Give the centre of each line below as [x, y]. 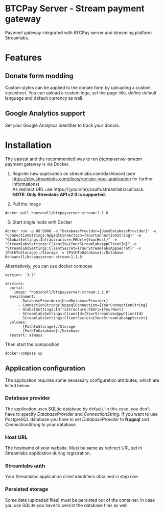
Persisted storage [27, 489]
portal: [17, 288]
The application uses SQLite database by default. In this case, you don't [78, 409]
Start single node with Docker [42, 222]
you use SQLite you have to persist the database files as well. [67, 505]
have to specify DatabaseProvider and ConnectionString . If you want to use [82, 414]
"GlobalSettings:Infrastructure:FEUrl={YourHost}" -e [61, 240]
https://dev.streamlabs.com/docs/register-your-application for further [82, 179]
